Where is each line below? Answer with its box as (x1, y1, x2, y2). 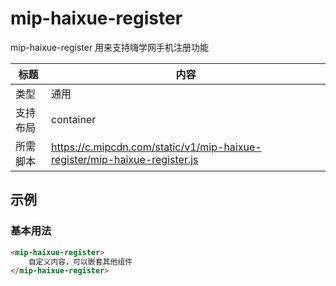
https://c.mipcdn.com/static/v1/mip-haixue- (51, 140, 262, 154)
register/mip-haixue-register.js (51, 152, 199, 166)
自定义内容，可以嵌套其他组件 (28, 257, 133, 267)
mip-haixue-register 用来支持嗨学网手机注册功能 (10, 41, 210, 53)
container (51, 112, 97, 126)
